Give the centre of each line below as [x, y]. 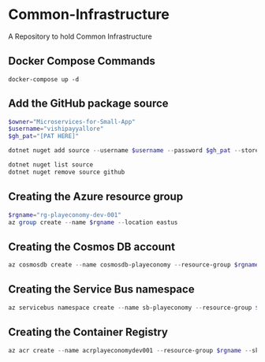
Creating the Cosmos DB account [92, 246]
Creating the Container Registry [88, 332]
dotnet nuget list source [50, 165]
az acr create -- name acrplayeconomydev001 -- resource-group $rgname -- [130, 350]
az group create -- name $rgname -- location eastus [93, 222]
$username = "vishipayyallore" [56, 129]
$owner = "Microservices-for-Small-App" [72, 121]
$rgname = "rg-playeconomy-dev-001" [65, 215]
